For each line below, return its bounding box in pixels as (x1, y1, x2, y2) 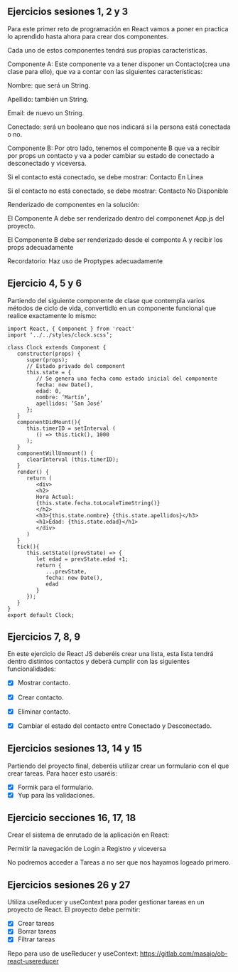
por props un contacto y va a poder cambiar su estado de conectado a (7, 151, 215, 159)
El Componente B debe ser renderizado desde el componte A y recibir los (7, 235, 223, 244)
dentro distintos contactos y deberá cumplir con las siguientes (7, 657, 190, 666)
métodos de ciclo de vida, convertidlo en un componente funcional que (7, 304, 217, 312)
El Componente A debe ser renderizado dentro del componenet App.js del (7, 213, 225, 223)
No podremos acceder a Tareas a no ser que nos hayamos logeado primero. (7, 858, 231, 867)
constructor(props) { (16, 350, 81, 357)
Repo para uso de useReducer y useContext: (7, 949, 139, 958)
